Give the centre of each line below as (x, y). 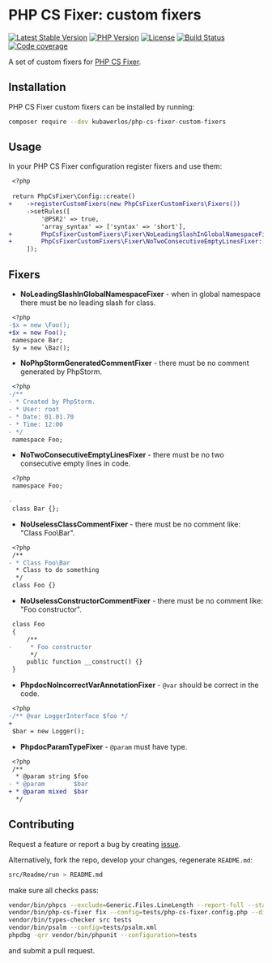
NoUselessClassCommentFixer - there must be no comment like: (130, 524)
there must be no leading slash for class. (88, 303)
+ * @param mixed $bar (49, 792)
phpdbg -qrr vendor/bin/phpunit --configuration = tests (103, 935)
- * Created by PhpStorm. (52, 402)
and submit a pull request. (52, 950)
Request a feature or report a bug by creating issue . (95, 844)
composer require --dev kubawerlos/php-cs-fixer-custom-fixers (117, 122)
